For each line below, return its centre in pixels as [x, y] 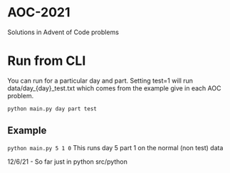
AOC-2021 [39, 12]
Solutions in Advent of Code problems [63, 32]
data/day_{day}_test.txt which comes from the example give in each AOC [114, 88]
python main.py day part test [52, 109]
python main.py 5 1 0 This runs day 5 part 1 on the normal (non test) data [115, 147]
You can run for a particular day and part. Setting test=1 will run [100, 80]
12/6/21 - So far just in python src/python [68, 162]
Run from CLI [47, 61]
